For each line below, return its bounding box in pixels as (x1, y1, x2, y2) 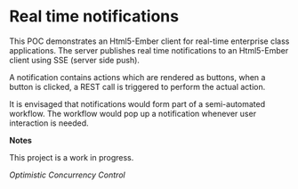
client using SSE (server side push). (9, 54, 141, 65)
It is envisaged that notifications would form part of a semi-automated (9, 98, 266, 109)
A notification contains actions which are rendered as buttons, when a (9, 71, 266, 82)
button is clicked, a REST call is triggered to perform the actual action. (9, 81, 266, 92)
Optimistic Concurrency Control (9, 169, 126, 180)
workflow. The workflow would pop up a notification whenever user (9, 108, 256, 119)
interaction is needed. (9, 118, 89, 128)
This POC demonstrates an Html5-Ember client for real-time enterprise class (9, 36, 290, 46)
